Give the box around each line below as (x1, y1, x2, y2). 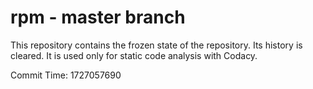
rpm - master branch (10, 6, 186, 29)
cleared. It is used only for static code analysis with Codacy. (10, 49, 258, 61)
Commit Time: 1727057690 (10, 69, 122, 81)
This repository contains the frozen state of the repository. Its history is (10, 39, 303, 51)
